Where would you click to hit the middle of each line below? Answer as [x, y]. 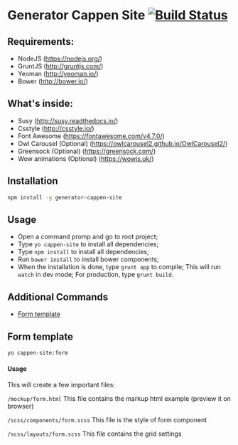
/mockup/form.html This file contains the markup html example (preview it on [119, 399]
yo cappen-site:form [38, 352]
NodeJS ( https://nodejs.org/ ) [60, 58]
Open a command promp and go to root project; [88, 237]
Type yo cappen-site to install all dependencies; [88, 244]
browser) [21, 407]
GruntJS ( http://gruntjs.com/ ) [60, 66]
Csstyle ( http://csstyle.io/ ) [56, 128]
